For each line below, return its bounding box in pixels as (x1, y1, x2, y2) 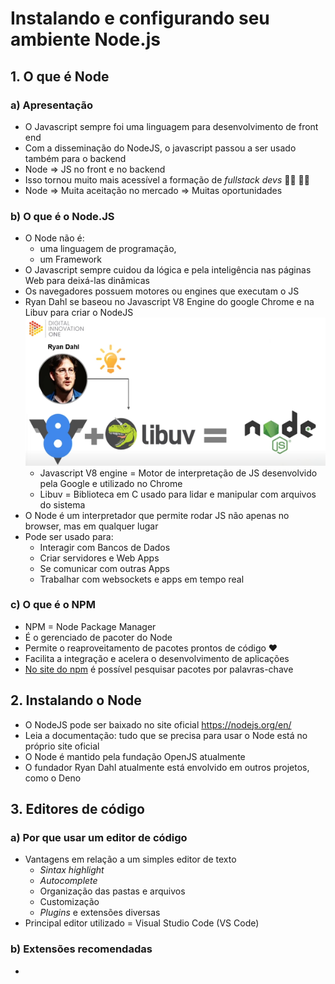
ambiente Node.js (10, 28, 161, 51)
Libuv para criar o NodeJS (24, 307, 134, 319)
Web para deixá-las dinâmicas (24, 275, 150, 287)
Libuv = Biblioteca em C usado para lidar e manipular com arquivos (39, 488, 317, 500)
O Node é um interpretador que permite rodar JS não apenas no (24, 509, 290, 521)
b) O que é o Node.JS (10, 209, 115, 223)
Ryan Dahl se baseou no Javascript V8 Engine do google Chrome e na (24, 296, 315, 308)
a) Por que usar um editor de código (10, 830, 188, 844)
